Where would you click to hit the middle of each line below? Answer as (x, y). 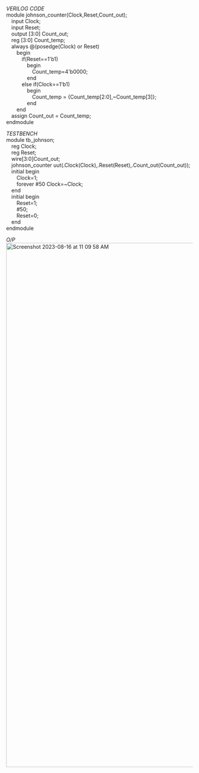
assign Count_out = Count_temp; (52, 116)
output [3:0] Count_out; (40, 34)
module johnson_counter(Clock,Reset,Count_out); (67, 15)
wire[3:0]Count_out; (36, 159)
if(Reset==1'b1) (40, 59)
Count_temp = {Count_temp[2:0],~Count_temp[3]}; (94, 97)
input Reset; (26, 27)
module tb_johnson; (31, 140)
